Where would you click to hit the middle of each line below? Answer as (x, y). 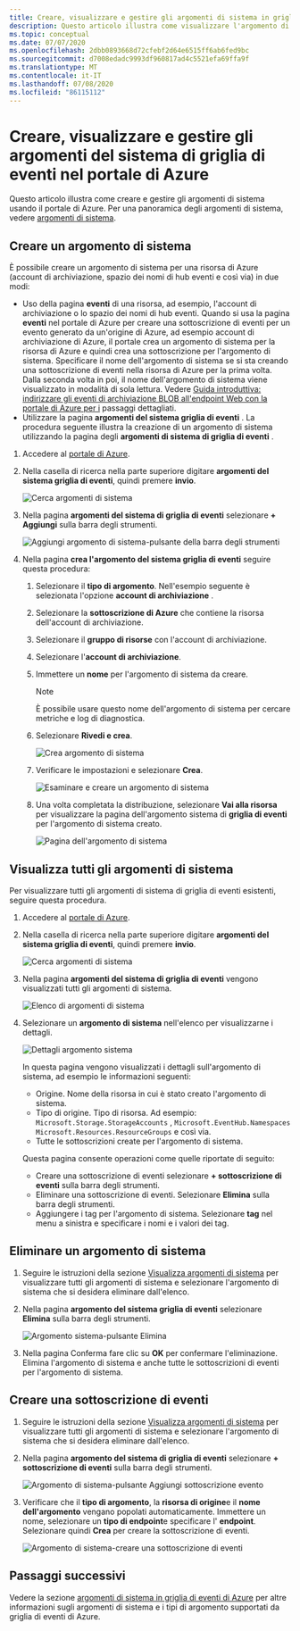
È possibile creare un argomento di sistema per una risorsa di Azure (134, 268)
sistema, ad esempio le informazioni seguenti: (107, 1077)
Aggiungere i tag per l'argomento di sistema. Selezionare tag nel (154, 1214)
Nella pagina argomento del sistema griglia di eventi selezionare (142, 1309)
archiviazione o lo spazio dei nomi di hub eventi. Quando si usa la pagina (156, 313)
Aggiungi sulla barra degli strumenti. (90, 525)
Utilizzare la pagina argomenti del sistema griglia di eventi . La (138, 418)
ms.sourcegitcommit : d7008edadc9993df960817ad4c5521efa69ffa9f (129, 59)
